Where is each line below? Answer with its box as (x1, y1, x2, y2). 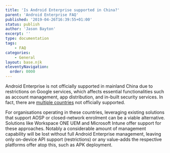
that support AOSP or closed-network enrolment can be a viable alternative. (5, 115, 165, 120)
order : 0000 (10, 69, 36, 74)
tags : (5, 41, 17, 46)
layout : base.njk (5, 60, 42, 65)
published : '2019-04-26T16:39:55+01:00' (5, 17, 93, 22)
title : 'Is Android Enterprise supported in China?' (5, 7, 120, 13)
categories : (5, 50, 31, 55)
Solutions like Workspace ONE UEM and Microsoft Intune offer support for (5, 120, 162, 126)
